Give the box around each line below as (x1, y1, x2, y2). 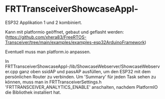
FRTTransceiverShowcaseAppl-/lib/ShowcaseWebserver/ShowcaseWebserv (5, 63, 160, 69)
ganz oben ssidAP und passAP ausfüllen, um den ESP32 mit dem (19, 68, 151, 74)
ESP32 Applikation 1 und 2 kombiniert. (5, 20, 82, 25)
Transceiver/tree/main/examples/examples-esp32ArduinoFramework (5, 39, 145, 45)
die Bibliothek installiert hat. (5, 89, 61, 95)
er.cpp (5, 68, 18, 74)
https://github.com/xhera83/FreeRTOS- (6, 34, 87, 40)
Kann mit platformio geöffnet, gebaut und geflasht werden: (5, 29, 124, 35)
